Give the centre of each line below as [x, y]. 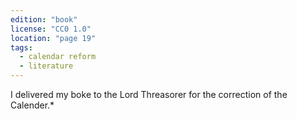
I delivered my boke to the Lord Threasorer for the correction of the [149, 94]
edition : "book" [44, 19]
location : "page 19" [53, 38]
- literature [46, 66]
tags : [21, 47]
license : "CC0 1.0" [51, 29]
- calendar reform [58, 57]
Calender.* [32, 105]
